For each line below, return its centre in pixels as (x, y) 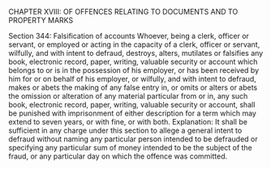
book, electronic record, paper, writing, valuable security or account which (133, 61)
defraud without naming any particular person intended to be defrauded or (133, 139)
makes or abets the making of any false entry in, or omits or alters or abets (133, 87)
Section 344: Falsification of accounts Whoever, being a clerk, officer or (129, 36)
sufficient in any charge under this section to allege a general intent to (125, 130)
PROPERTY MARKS (41, 20)
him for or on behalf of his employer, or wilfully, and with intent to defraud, (133, 79)
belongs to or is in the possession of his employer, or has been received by (134, 70)
